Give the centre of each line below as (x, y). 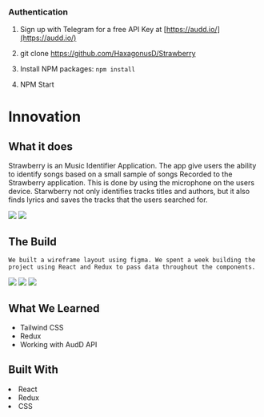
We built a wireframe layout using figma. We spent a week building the (132, 260)
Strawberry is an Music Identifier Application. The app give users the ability (132, 166)
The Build (33, 242)
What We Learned (54, 308)
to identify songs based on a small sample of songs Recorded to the (120, 174)
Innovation (45, 117)
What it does (41, 146)
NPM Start (37, 85)
